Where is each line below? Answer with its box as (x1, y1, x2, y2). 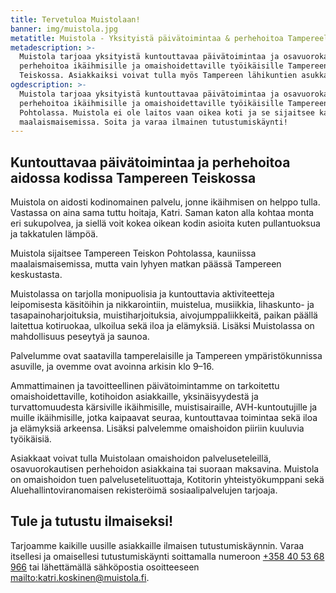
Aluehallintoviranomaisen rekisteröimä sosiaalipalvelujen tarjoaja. (10, 484, 278, 496)
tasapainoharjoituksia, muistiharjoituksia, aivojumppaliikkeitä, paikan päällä (10, 309, 318, 321)
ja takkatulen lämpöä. (10, 228, 99, 240)
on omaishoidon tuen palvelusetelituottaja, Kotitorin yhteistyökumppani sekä (10, 474, 325, 486)
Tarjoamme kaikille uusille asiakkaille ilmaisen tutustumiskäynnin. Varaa (10, 539, 305, 551)
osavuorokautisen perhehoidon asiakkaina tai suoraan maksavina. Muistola (10, 463, 320, 475)
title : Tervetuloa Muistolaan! (10, 14, 141, 25)
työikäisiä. (10, 433, 52, 445)
